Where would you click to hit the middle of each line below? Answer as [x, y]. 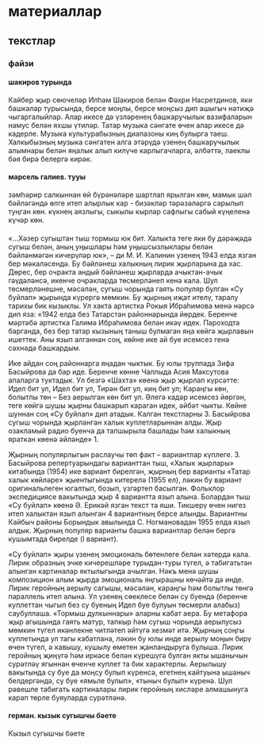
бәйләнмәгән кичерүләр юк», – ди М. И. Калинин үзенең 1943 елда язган [132, 255]
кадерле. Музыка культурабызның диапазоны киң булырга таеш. [119, 133]
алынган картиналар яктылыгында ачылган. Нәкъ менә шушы [113, 571]
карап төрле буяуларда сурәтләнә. [67, 698]
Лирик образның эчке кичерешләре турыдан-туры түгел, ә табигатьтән [130, 563]
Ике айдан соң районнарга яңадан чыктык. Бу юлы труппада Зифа [121, 363]
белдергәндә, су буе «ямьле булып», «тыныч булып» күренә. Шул [121, 680]
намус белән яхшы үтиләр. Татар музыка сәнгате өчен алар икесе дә [126, 125]
